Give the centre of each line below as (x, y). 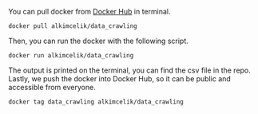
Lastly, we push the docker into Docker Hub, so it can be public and (120, 79)
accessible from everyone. (52, 87)
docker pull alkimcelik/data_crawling (73, 26)
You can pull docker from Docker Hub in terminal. (89, 12)
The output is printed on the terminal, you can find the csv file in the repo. (130, 70)
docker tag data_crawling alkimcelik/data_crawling (96, 102)
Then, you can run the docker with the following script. (99, 41)
